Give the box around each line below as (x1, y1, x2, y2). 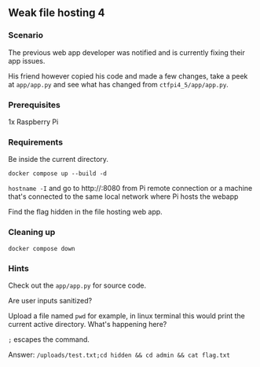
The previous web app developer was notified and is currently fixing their (8, 47, 245, 57)
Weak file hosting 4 (8, 6, 105, 20)
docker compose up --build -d (8, 170, 108, 178)
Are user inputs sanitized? (8, 295, 93, 305)
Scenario (8, 30, 43, 41)
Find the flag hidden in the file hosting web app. (8, 207, 163, 217)
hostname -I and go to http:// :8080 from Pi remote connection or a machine (8, 184, 253, 193)
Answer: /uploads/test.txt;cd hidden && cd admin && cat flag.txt (8, 350, 230, 359)
